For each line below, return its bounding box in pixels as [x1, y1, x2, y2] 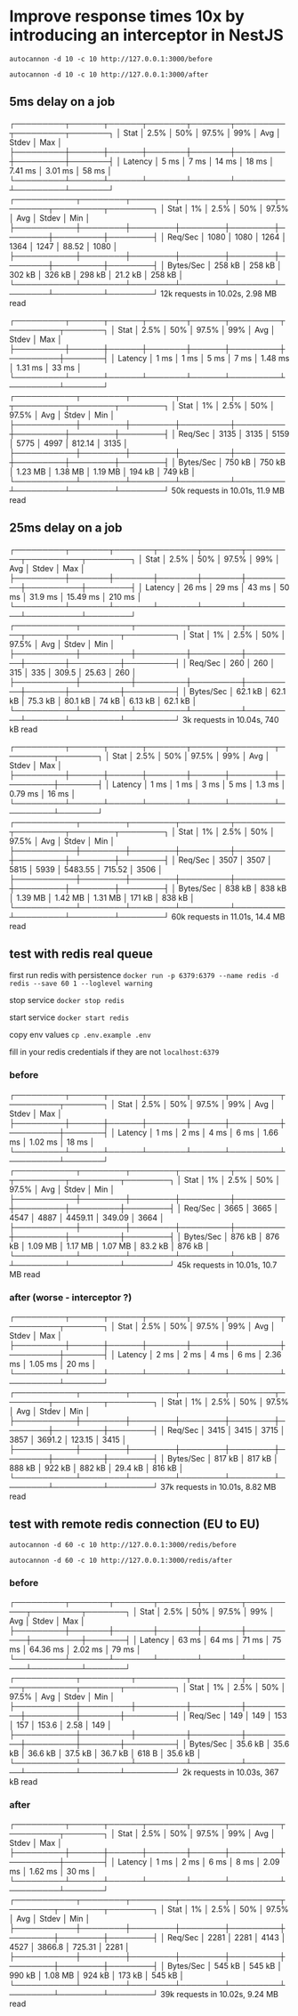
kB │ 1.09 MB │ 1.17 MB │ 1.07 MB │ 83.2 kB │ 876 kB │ [9, 1240, 211, 1251]
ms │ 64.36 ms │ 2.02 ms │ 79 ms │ [9, 1644, 142, 1655]
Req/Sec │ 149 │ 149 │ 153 [189, 1711, 287, 1721]
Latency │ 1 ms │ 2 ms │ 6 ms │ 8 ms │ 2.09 [117, 1857, 280, 1867]
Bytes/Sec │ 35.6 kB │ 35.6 [189, 1738, 290, 1750]
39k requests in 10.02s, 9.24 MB [159, 1989, 278, 2000]
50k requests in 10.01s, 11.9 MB [171, 485, 285, 496]
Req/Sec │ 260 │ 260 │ [189, 657, 276, 668]
